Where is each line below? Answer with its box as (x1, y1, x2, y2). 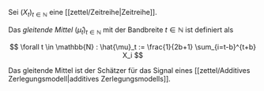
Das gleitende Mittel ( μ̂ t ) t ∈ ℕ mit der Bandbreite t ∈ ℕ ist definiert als (8, 24, 234, 36)
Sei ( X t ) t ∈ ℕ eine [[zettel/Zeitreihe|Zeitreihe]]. (8, 8, 158, 19)
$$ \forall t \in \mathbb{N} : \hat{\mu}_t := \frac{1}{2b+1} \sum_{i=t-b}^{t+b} (9, 42, 257, 51)
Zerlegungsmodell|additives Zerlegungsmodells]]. (8, 74, 172, 83)
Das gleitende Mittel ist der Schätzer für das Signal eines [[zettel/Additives (8, 65, 251, 75)
